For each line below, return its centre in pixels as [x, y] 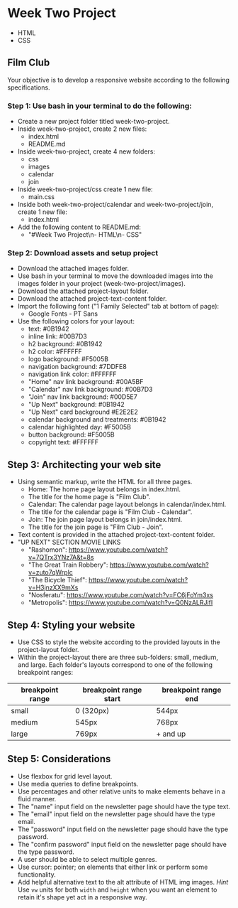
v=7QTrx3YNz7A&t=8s [61, 557]
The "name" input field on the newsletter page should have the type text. [124, 806]
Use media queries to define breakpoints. [78, 784]
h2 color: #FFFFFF [55, 352]
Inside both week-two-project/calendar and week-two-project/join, [115, 205]
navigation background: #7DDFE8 [78, 367]
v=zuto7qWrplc [50, 572]
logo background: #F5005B [68, 359]
